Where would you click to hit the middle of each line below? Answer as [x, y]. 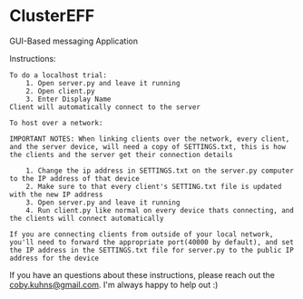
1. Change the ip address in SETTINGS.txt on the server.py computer [160, 170]
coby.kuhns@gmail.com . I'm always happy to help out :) [114, 284]
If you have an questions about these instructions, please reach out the [142, 274]
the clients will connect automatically [87, 218]
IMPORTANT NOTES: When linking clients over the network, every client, [150, 139]
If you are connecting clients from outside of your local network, [142, 234]
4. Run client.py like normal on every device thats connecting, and [160, 210]
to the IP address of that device [75, 178]
